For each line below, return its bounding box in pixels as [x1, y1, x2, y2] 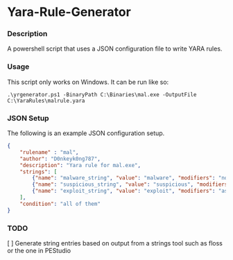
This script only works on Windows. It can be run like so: [7, 78, 169, 86]
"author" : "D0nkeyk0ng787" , [19, 155, 101, 162]
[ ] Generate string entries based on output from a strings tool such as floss [7, 239, 223, 247]
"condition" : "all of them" [19, 200, 101, 207]
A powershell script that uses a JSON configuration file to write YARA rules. [7, 44, 223, 53]
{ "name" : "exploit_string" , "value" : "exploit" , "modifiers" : [32, 188, 216, 195]
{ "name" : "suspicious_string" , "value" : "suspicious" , [32, 181, 194, 188]
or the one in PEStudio [7, 247, 71, 254]
